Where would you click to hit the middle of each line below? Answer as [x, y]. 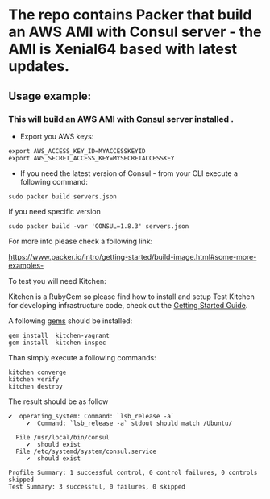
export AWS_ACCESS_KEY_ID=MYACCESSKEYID [77, 151]
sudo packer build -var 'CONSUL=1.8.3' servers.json [99, 226]
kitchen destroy [35, 386]
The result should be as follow [58, 401]
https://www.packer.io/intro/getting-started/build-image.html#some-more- [133, 256]
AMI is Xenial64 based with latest [123, 49]
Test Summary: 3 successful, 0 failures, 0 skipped [97, 487]
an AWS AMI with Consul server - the [135, 32]
